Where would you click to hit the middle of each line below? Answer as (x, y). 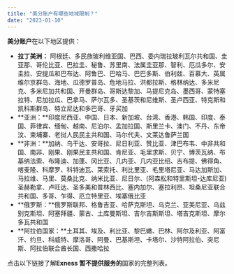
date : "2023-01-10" (36, 20)
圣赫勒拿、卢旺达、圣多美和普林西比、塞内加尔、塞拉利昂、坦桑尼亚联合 (121, 187)
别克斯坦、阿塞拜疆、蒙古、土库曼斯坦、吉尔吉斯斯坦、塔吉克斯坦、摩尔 (121, 213)
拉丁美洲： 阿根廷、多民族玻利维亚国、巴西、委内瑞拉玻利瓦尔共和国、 (119, 56)
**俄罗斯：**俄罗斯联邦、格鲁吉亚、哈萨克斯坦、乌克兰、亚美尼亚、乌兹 (121, 204)
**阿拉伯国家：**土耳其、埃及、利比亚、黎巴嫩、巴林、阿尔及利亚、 (115, 231)
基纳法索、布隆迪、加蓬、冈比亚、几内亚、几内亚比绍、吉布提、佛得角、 (121, 161)
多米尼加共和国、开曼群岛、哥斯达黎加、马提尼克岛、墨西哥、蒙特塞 (127, 91)
